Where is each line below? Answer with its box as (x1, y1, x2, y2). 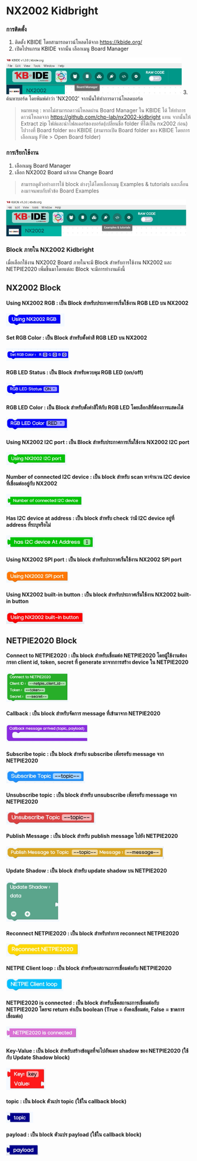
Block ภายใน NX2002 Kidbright (6, 245, 94, 253)
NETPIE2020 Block (6, 635, 77, 645)
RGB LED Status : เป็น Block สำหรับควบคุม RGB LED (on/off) (6, 369, 143, 376)
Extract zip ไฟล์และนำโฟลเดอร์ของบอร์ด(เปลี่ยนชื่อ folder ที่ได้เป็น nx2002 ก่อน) (20, 120, 188, 128)
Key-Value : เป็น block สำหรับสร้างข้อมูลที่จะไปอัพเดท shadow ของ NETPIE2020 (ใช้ (6, 1047, 189, 1055)
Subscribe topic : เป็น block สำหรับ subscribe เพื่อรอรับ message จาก (6, 750, 164, 757)
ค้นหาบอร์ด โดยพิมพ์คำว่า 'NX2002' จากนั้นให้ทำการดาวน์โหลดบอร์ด (6, 95, 143, 102)
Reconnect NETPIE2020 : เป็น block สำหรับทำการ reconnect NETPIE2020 (6, 930, 179, 937)
